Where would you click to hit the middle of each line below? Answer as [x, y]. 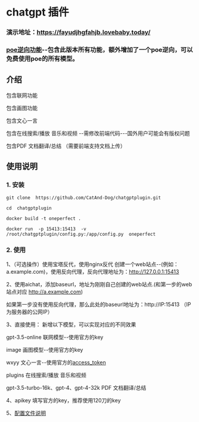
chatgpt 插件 [38, 12]
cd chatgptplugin [29, 208]
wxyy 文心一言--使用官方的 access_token [56, 362]
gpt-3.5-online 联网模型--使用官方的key [55, 337]
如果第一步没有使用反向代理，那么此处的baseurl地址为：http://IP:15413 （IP [99, 304]
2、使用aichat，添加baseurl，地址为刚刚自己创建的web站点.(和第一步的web [99, 284]
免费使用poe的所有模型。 [42, 59]
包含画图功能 [22, 108]
